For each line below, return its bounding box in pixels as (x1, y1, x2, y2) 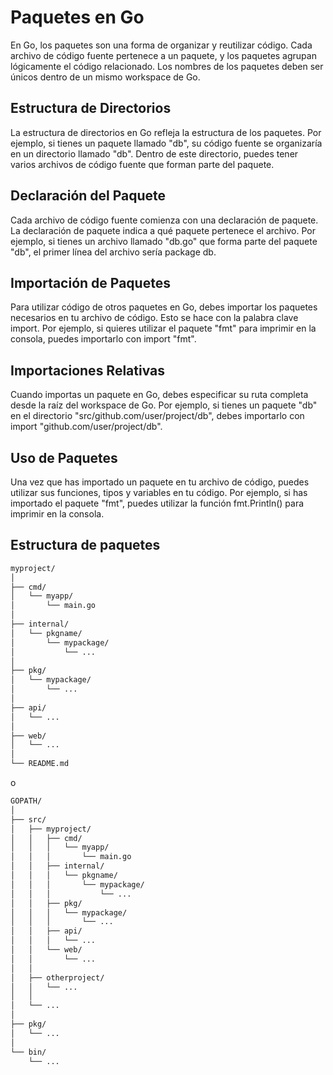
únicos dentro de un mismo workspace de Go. (10, 71, 201, 83)
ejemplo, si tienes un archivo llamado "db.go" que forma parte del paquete (10, 235, 318, 247)
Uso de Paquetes (10, 449, 118, 466)
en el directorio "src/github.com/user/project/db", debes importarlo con (10, 410, 305, 422)
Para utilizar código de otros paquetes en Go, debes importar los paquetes (10, 301, 318, 313)
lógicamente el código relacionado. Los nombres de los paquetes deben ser (10, 60, 324, 72)
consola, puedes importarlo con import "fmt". (10, 333, 197, 345)
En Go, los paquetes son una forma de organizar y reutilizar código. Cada (10, 39, 313, 51)
